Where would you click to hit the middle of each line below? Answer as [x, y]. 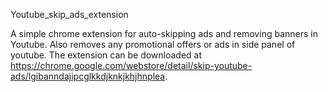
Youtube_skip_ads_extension [69, 14]
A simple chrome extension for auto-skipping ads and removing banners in [164, 33]
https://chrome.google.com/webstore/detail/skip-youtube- [131, 65]
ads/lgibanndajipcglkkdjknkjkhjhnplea [88, 76]
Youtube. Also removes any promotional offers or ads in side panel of [153, 44]
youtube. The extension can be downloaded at [106, 55]
